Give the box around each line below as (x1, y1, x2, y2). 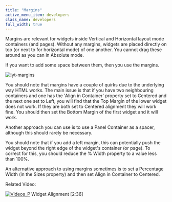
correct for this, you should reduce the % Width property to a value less (5, 150, 157, 156)
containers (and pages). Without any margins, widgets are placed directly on (5, 41, 167, 48)
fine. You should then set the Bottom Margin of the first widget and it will (5, 109, 158, 115)
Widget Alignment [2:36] (31, 191, 83, 197)
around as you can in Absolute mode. (5, 52, 84, 58)
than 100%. (5, 156, 30, 162)
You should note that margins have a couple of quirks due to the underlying (5, 82, 164, 88)
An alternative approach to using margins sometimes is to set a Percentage (5, 166, 164, 172)
